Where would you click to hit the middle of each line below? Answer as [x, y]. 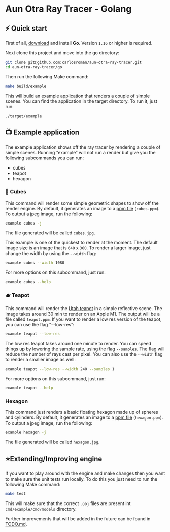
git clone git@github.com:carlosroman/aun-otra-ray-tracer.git [74, 62]
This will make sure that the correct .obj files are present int [68, 503]
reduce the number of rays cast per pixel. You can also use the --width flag [84, 354]
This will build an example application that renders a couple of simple [78, 96]
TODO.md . [16, 524]
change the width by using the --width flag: [51, 254]
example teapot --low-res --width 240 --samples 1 [60, 369]
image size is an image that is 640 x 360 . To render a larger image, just [78, 248]
